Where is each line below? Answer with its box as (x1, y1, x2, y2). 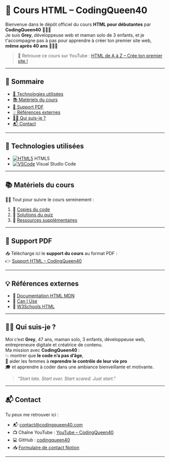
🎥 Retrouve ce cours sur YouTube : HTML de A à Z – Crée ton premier (17, 53, 163, 59)
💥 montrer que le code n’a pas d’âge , (5, 352, 83, 358)
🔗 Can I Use (12, 298, 37, 304)
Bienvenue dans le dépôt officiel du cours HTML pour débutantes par (5, 21, 151, 27)
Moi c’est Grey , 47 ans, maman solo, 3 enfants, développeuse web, (5, 336, 146, 342)
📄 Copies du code (12, 206, 50, 213)
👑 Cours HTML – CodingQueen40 (5, 5, 148, 16)
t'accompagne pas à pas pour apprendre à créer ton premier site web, (5, 37, 152, 44)
